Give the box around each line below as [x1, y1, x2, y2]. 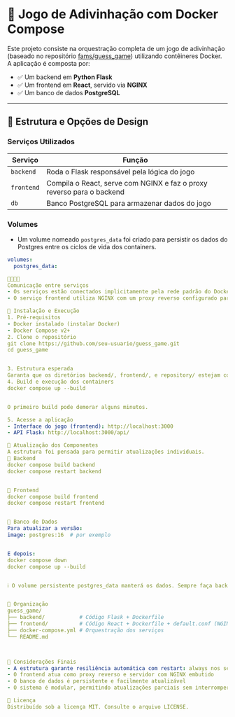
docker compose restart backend [7, 468, 101, 475]
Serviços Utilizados [7, 137, 75, 146]
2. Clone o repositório [7, 333, 77, 340]
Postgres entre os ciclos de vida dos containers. [17, 242, 157, 251]
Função [122, 155, 148, 165]
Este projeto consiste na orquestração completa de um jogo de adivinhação [7, 44, 225, 53]
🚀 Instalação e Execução [7, 307, 80, 314]
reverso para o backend [46, 187, 124, 197]
